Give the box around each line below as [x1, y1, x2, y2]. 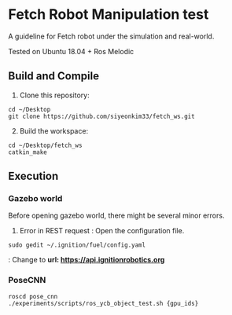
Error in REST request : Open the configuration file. [19, 226, 185, 236]
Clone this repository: [19, 90, 90, 100]
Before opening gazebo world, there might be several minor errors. [8, 211, 225, 221]
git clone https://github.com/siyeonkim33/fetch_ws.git [8, 112, 195, 120]
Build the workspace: [19, 126, 89, 135]
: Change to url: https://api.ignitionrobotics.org [8, 255, 165, 265]
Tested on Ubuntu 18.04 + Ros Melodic [8, 46, 134, 56]
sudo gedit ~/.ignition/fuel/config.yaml [8, 241, 146, 249]
